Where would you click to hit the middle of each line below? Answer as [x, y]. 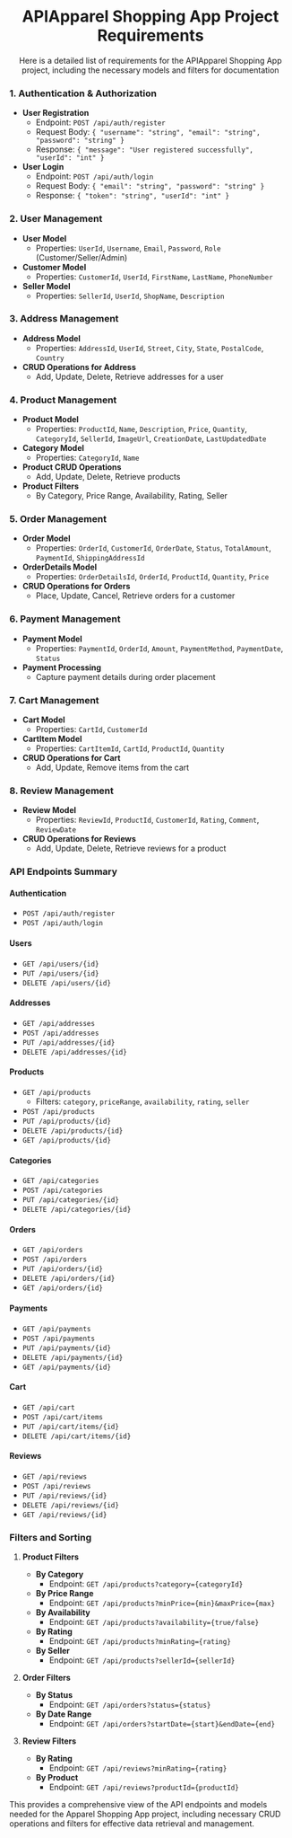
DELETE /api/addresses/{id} [74, 1052]
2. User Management [56, 219]
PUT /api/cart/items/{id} [70, 1427]
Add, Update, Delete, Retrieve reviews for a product [131, 848]
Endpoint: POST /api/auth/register [100, 122]
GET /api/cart [48, 1408]
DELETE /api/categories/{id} [77, 1210]
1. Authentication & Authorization [83, 93]
